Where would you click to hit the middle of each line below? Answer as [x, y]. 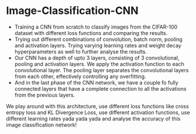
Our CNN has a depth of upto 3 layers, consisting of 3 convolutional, [97, 58]
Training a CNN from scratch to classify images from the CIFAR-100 [96, 27]
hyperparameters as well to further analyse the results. [81, 51]
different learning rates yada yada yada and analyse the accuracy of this [93, 118]
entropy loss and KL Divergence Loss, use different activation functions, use [98, 112]
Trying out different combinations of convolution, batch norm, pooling [98, 39]
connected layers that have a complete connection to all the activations [100, 89]
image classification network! [42, 125]
